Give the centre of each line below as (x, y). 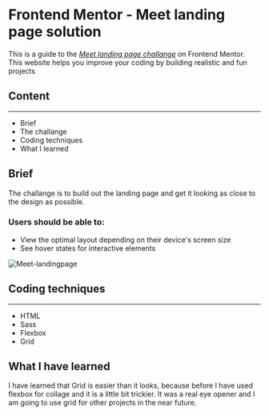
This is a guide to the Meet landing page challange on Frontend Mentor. (127, 54)
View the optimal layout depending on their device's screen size (125, 240)
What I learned (44, 148)
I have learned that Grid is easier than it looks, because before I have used (131, 385)
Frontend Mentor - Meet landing (117, 15)
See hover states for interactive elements (88, 248)
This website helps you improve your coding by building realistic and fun (128, 62)
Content (29, 97)
